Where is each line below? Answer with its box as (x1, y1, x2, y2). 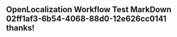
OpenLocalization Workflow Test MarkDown (6, 5, 172, 15)
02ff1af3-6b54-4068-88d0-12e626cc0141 (6, 14, 166, 24)
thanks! (6, 23, 35, 33)
